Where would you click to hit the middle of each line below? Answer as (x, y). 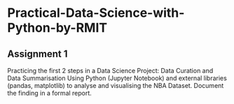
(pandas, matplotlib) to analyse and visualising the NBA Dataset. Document (116, 85)
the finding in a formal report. (50, 93)
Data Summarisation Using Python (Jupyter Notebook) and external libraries (117, 78)
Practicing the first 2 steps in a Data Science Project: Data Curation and (110, 71)
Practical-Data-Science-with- (96, 13)
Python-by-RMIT (57, 28)
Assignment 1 (37, 54)
